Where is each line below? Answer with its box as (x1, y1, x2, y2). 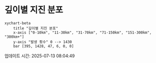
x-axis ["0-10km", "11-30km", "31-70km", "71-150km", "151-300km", (13, 30, 152, 35)
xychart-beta (4, 20, 31, 26)
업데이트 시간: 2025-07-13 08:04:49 (4, 53, 75, 59)
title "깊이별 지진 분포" (13, 26, 58, 31)
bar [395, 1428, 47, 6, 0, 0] (13, 44, 74, 48)
